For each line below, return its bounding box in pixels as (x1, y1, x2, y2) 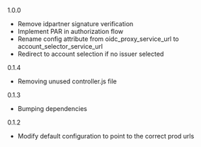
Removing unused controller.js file (17, 77, 117, 86)
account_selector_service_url (17, 42, 103, 50)
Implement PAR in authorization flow (17, 28, 124, 35)
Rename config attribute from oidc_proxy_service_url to (17, 35, 179, 43)
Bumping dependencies (17, 105, 87, 112)
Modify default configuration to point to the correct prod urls (17, 132, 195, 140)
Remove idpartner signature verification (17, 20, 134, 28)
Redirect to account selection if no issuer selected (17, 49, 164, 58)
